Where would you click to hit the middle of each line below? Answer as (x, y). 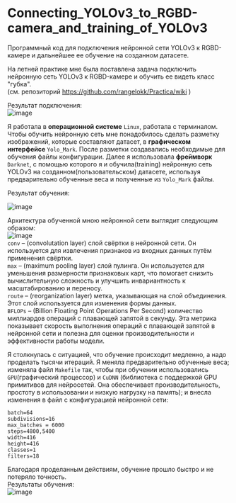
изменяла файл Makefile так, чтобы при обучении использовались (108, 369)
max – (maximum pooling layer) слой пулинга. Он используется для (106, 265)
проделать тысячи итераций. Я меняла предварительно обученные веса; (118, 362)
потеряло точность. (37, 477)
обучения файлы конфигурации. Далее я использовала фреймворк (110, 157)
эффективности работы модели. (56, 341)
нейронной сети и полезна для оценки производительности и (101, 333)
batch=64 (20, 412)
